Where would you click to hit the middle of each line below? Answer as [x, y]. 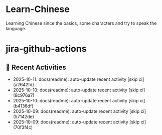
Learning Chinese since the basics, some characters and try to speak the [81, 23]
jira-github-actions [46, 49]
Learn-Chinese [38, 9]
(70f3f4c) [23, 127]
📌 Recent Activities [36, 67]
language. [16, 28]
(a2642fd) [24, 84]
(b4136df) [23, 106]
